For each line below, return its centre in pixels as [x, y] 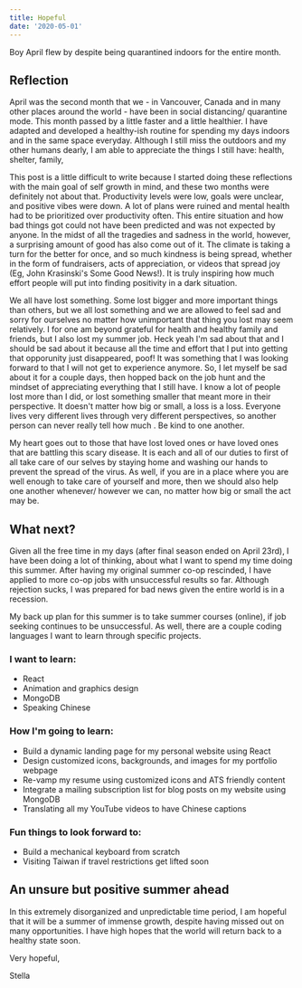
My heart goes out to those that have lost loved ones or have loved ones [144, 443]
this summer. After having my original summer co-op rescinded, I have [141, 570]
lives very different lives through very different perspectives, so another [143, 416]
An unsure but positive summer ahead [119, 890]
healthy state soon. [45, 940]
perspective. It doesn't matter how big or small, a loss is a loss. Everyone [145, 406]
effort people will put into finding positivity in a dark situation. [123, 283]
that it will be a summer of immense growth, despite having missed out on [147, 921]
